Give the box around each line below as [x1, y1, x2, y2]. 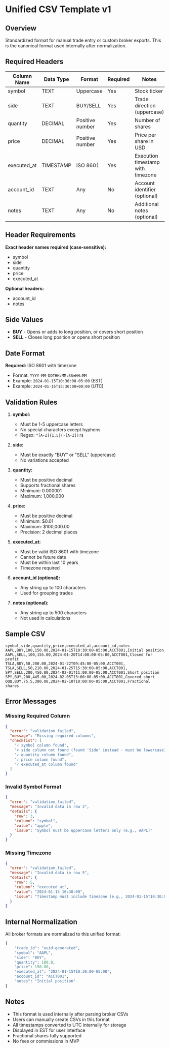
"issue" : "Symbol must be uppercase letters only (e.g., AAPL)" [14, 828, 153, 833]
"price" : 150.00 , [14, 965, 51, 970]
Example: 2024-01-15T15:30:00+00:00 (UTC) [12, 383, 104, 390]
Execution [135, 152, 158, 159]
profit [5, 656, 19, 662]
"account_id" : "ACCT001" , [14, 974, 69, 979]
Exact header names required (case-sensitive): [5, 244, 107, 250]
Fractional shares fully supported [12, 1032, 82, 1038]
